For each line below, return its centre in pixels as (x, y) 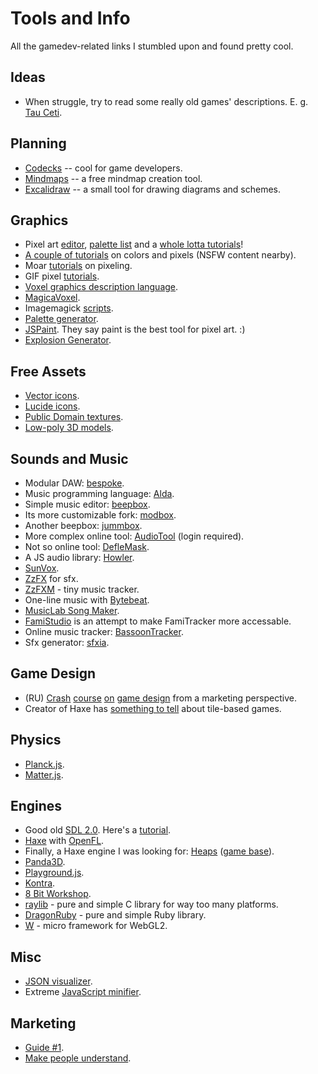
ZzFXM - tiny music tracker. (82, 589)
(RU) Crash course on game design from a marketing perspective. (160, 698)
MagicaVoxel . (52, 298)
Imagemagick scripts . (69, 308)
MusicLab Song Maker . (72, 610)
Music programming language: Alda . (99, 493)
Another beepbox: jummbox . (83, 525)
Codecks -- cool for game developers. (103, 168)
